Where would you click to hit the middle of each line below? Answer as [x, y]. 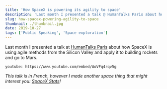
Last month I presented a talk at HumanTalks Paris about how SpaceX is [79, 47]
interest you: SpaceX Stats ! [33, 81]
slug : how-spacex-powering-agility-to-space [52, 19]
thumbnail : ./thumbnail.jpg [34, 24]
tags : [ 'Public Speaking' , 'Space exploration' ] [56, 33]
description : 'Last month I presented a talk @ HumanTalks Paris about [81, 14]
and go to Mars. [21, 57]
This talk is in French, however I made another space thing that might [76, 76]
